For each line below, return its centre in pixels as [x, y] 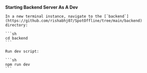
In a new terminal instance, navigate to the [53, 16]
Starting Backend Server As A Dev [42, 7]
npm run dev [18, 64]
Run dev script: [22, 51]
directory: [17, 25]
